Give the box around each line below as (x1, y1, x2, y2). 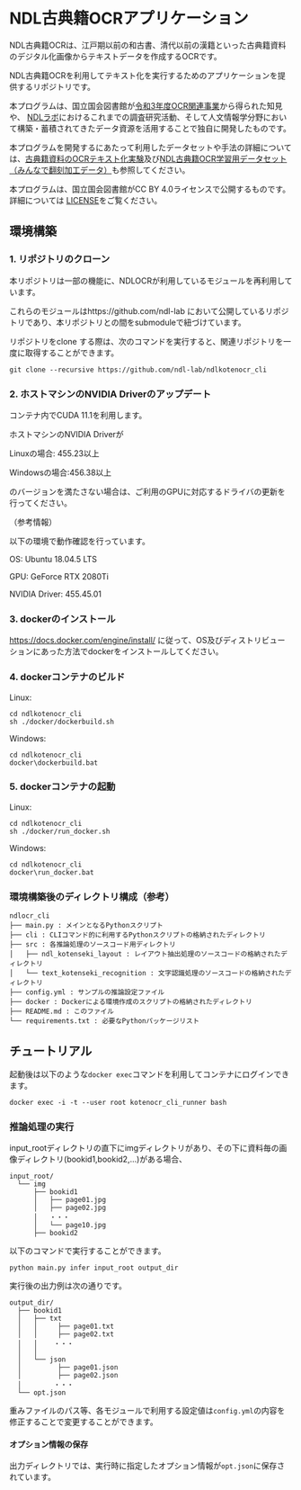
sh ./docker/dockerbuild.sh (9, 717, 115, 726)
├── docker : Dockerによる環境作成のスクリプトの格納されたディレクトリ (9, 998, 253, 1007)
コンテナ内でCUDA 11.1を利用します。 (9, 409, 147, 420)
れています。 (9, 1472, 57, 1483)
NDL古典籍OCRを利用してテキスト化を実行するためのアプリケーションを (9, 69, 279, 81)
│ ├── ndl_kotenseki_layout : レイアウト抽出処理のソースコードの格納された (9, 950, 281, 959)
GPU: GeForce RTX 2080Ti (9, 570, 110, 581)
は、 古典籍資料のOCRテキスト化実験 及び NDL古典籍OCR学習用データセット (9, 153, 288, 164)
